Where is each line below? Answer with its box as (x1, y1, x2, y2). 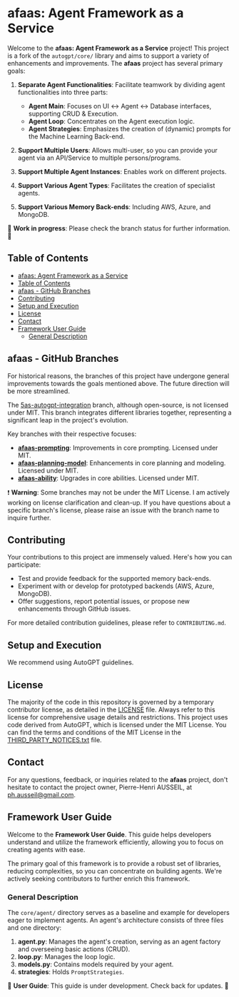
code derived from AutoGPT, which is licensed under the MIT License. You (7, 721, 227, 729)
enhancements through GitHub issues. (17, 604, 131, 613)
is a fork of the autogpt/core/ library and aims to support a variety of (7, 51, 210, 60)
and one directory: (7, 923, 62, 932)
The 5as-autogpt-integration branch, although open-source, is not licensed (7, 400, 229, 409)
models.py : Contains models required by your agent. (17, 960, 174, 968)
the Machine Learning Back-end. (28, 132, 125, 141)
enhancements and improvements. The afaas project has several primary (7, 59, 223, 67)
